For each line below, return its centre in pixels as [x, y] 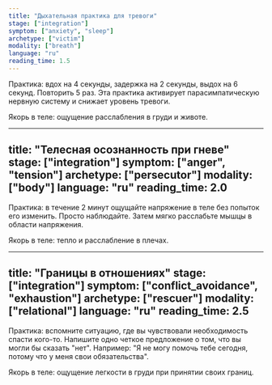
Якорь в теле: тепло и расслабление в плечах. [89, 240]
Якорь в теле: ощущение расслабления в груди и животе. [108, 116]
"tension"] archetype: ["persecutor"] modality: [131, 175]
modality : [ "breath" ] [45, 46]
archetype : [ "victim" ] [47, 38]
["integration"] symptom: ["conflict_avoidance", [133, 286]
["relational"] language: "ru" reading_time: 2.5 [129, 311]
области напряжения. [46, 224]
